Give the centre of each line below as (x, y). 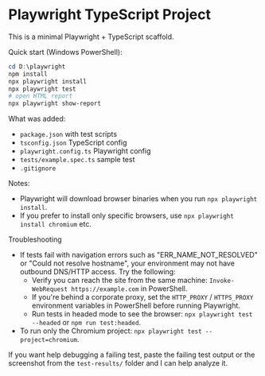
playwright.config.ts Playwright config (85, 151)
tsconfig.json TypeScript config (73, 143)
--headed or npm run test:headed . (86, 323)
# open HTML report (41, 96)
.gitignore (38, 169)
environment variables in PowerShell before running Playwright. (136, 306)
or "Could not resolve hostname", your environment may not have (127, 263)
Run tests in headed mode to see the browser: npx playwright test (142, 314)
